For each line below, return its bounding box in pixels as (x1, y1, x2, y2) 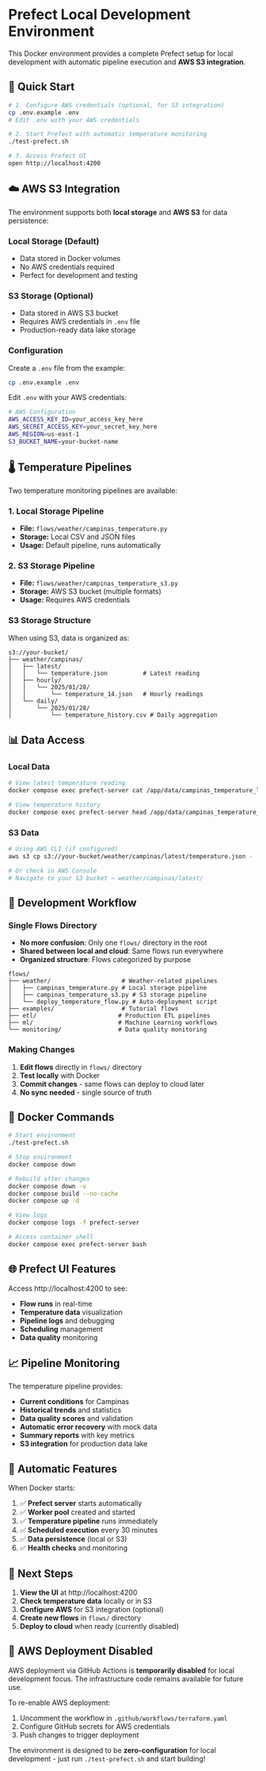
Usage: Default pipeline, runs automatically (19, 540, 161, 549)
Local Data (8, 760, 50, 772)
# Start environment (8, 1131, 77, 1140)
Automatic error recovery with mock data (19, 1423, 158, 1432)
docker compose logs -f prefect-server (8, 1219, 140, 1227)
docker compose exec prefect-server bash (8, 1240, 147, 1248)
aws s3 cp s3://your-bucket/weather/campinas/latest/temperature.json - (8, 852, 253, 860)
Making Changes (8, 1044, 75, 1055)
